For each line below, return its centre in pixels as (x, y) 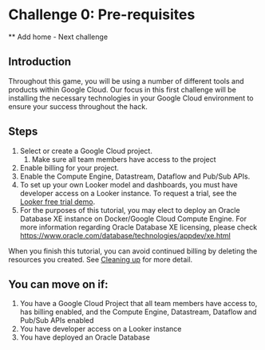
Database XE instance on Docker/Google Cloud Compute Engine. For (133, 218)
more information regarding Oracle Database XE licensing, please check (138, 227)
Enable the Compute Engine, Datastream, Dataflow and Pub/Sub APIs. (135, 176)
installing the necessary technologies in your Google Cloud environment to (131, 98)
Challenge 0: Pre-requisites (102, 15)
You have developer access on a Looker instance (101, 329)
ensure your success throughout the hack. (78, 106)
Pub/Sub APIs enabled (57, 321)
